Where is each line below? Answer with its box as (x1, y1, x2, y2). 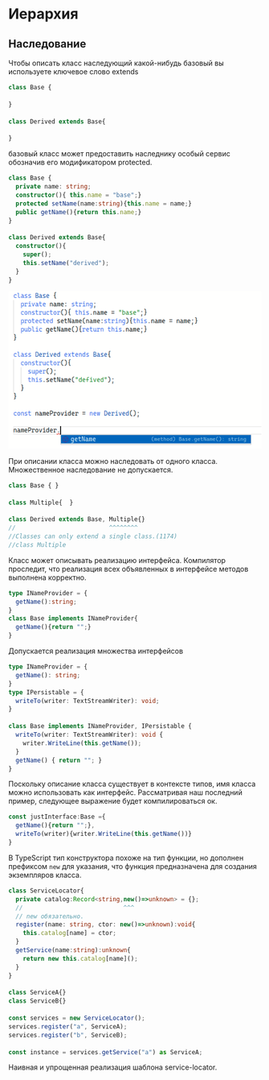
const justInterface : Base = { (8, 813, 106, 821)
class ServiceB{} (8, 997, 67, 1005)
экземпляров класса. (8, 870, 82, 879)
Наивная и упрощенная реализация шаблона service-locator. (8, 1062, 218, 1072)
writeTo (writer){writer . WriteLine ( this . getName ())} (15, 830, 193, 838)
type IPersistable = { (8, 688, 84, 697)
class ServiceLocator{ (8, 887, 84, 895)
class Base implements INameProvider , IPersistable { (8, 722, 193, 730)
